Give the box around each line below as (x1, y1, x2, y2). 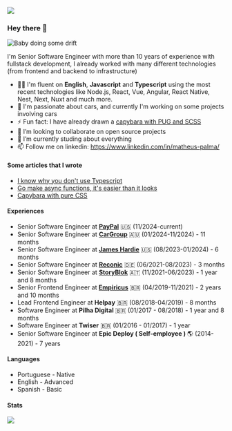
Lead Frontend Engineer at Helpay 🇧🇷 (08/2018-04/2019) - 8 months (17, 298, 217, 307)
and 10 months (17, 291, 60, 299)
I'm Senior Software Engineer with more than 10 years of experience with (7, 52, 215, 61)
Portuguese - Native (17, 370, 75, 379)
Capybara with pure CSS (17, 191, 88, 200)
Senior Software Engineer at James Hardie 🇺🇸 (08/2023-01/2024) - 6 (17, 245, 219, 253)
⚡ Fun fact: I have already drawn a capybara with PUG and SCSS (17, 117, 202, 126)
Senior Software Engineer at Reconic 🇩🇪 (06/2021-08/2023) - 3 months (17, 260, 225, 269)
